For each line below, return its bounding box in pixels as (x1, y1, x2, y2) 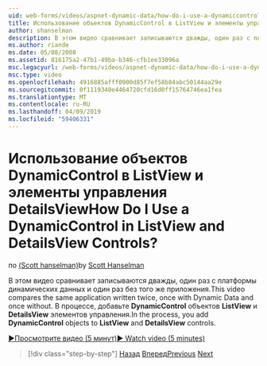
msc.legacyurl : (8, 64, 59, 72)
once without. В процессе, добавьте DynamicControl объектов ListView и (8, 301, 258, 310)
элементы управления (8, 184, 168, 201)
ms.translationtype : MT (8, 93, 87, 101)
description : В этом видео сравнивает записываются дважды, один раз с (8, 33, 250, 42)
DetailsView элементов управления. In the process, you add (8, 310, 209, 319)
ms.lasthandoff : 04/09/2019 (8, 108, 102, 116)
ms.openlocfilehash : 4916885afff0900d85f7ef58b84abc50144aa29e (8, 78, 222, 86)
